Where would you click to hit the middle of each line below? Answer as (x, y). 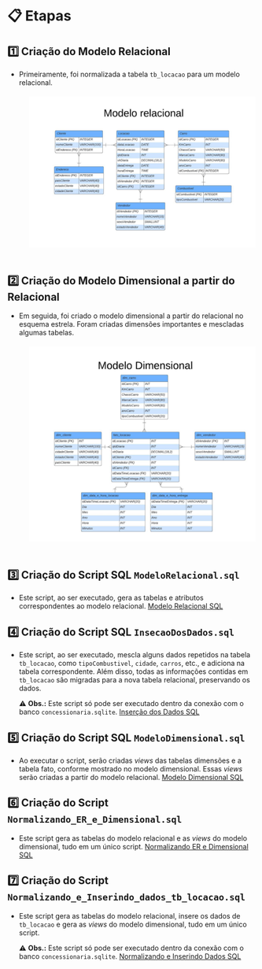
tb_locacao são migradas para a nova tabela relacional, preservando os (135, 680)
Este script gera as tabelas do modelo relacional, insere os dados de (129, 915)
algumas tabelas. (46, 333)
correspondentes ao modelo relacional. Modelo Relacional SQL (121, 606)
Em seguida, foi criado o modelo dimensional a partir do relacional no (131, 316)
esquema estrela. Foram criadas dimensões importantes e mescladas (131, 324)
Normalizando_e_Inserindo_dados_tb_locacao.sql (126, 897)
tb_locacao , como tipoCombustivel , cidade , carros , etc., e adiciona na (132, 664)
